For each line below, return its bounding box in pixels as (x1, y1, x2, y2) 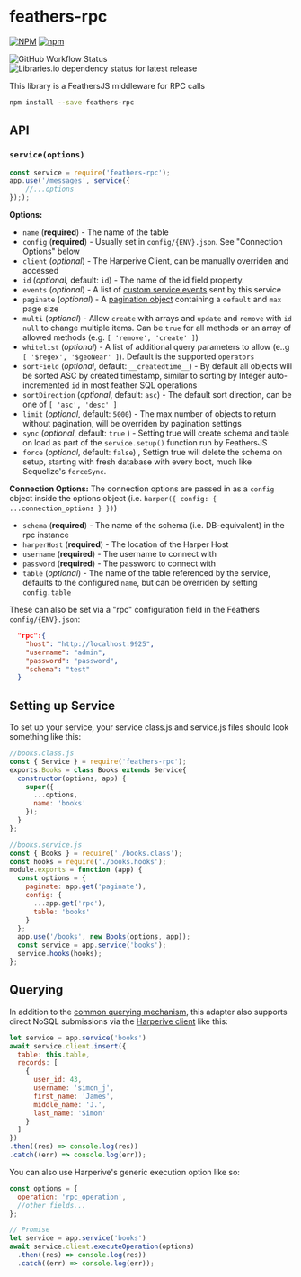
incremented (22, 380, 70, 391)
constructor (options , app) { (17, 774, 127, 783)
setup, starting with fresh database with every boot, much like (22, 456, 252, 467)
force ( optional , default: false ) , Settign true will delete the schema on (22, 447, 283, 457)
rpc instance (22, 529, 69, 540)
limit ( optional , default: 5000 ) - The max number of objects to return (22, 409, 277, 419)
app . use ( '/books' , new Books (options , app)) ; (17, 932, 191, 941)
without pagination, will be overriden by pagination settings (22, 418, 243, 428)
